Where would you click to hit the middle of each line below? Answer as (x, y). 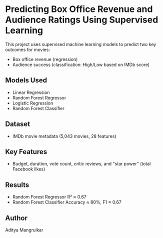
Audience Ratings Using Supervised (82, 20)
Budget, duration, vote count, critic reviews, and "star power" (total (81, 164)
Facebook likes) (29, 169)
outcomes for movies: (27, 49)
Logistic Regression (33, 103)
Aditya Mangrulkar (24, 230)
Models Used (26, 80)
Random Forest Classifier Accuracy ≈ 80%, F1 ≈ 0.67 (67, 202)
